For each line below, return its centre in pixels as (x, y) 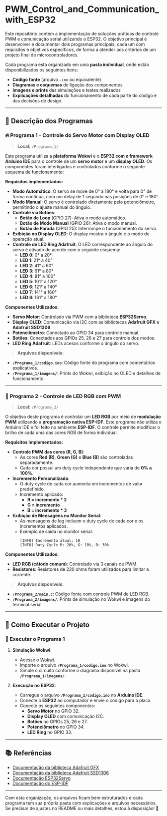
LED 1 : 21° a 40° (36, 260)
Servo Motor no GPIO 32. (53, 711)
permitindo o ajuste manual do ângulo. (52, 207)
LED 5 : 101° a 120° (38, 281)
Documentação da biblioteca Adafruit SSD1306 (61, 773)
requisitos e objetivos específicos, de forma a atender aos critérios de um (81, 49)
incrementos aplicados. (44, 526)
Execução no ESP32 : (34, 685)
